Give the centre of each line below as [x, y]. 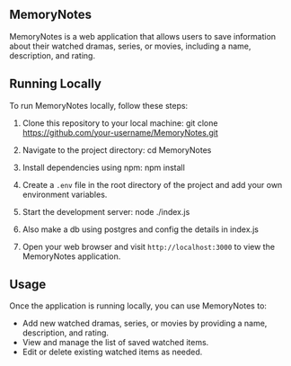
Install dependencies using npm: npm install [104, 167]
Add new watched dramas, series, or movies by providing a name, [145, 324]
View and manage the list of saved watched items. [115, 343]
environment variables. [65, 194]
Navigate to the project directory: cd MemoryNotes [117, 150]
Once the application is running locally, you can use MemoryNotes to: [138, 306]
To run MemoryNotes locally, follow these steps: [99, 105]
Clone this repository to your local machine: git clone [120, 123]
